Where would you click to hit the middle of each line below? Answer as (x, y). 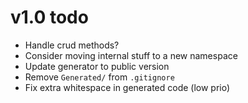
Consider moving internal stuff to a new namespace (131, 55)
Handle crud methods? (72, 45)
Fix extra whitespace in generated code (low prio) (127, 87)
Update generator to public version (97, 66)
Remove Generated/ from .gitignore (99, 77)
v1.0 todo (49, 17)
